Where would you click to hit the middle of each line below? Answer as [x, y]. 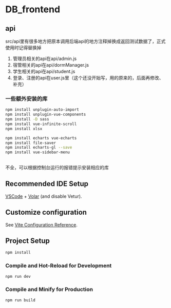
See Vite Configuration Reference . [42, 224]
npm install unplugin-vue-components [46, 115]
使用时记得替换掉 [23, 48]
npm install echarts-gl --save [39, 148]
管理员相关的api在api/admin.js [45, 58]
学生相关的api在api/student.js [44, 71]
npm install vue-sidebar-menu [38, 152]
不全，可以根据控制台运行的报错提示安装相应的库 [57, 168]
